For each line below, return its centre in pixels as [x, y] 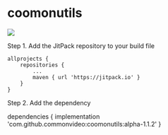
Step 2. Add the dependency [49, 102]
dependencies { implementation [54, 116]
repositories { [42, 65]
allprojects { [28, 59]
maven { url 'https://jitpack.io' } [86, 77]
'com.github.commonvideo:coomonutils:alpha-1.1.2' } [84, 124]
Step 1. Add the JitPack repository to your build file [81, 46]
